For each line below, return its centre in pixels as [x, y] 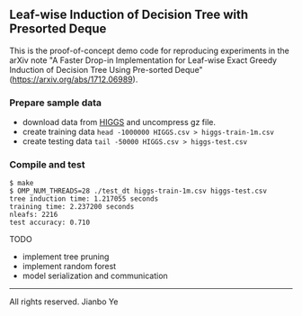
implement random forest [69, 266]
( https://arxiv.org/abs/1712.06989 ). [74, 79]
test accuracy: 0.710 [50, 223]
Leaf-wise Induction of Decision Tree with [129, 15]
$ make [22, 184]
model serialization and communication [95, 276]
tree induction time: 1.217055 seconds [84, 199]
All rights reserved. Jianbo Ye [64, 302]
